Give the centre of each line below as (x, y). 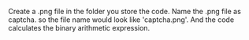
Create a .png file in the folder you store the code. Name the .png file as (125, 11)
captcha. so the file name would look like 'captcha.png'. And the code (121, 20)
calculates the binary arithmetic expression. (79, 28)
